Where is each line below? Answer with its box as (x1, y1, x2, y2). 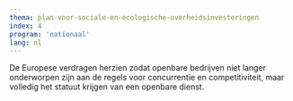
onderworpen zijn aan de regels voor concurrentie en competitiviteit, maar (9, 72, 285, 83)
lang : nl (9, 38, 42, 47)
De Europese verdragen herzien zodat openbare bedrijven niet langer (9, 63, 267, 73)
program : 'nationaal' (9, 29, 91, 38)
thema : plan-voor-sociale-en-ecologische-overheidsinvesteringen (9, 13, 259, 22)
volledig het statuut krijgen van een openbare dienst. (9, 81, 205, 92)
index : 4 (9, 21, 42, 30)
